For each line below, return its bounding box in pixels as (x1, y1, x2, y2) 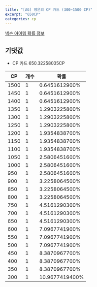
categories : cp (5, 16, 36, 21)
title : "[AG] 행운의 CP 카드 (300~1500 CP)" (5, 7, 93, 12)
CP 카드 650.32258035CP (12, 60, 65, 66)
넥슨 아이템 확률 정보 (5, 31, 45, 36)
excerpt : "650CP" (5, 12, 41, 17)
